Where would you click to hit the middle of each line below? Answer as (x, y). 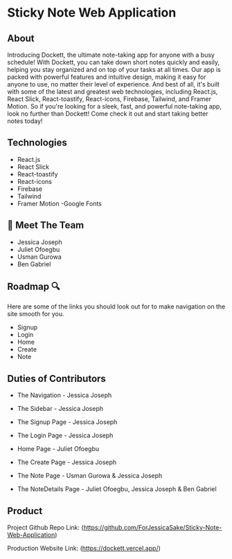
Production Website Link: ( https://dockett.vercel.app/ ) (84, 549)
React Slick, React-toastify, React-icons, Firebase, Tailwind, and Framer (109, 99)
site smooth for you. (36, 314)
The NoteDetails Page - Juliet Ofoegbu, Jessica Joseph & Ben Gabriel (117, 489)
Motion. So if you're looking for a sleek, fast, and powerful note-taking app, (114, 106)
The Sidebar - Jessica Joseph (60, 409)
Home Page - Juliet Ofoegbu (58, 449)
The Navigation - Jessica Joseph (64, 395)
